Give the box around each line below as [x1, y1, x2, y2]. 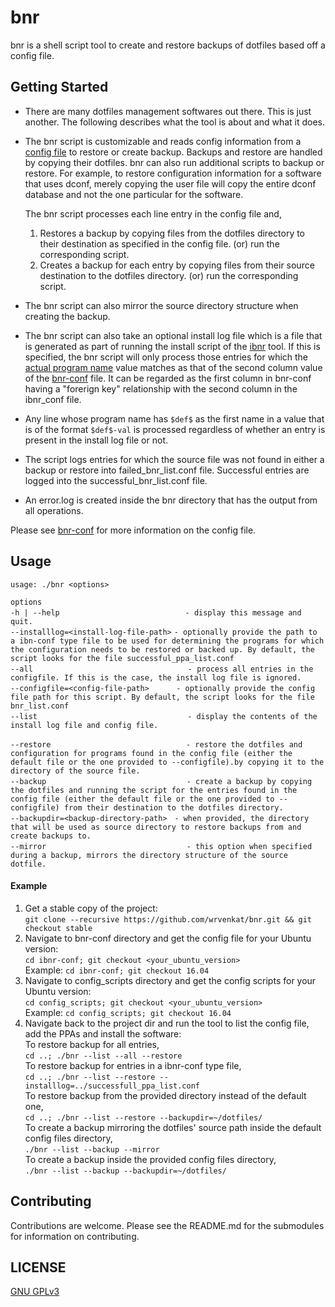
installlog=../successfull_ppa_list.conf [24, 1081, 200, 1091]
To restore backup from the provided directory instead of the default [24, 1089, 307, 1101]
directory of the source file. [10, 766, 141, 776]
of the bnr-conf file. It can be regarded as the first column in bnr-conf [24, 372, 312, 384]
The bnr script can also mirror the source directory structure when [24, 299, 299, 311]
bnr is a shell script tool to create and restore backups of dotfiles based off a [10, 39, 326, 51]
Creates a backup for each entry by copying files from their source [39, 259, 315, 271]
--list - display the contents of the [10, 711, 318, 721]
